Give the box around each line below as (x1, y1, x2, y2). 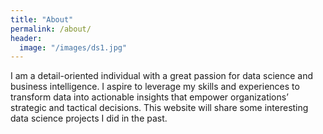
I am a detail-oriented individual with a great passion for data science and (10, 70, 314, 82)
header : (10, 33, 43, 43)
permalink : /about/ (10, 24, 92, 34)
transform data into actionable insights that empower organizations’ (10, 91, 289, 103)
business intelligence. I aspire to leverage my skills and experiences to (10, 81, 300, 93)
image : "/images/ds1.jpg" (19, 42, 128, 53)
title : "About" (10, 14, 74, 25)
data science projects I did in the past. (10, 112, 168, 125)
